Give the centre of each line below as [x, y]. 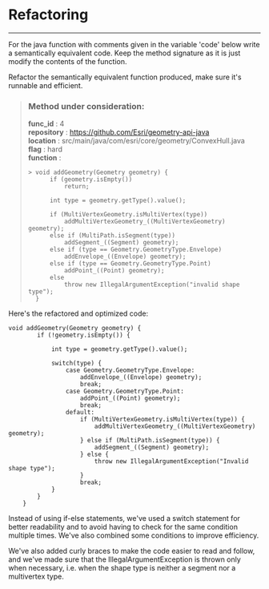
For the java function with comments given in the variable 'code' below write [134, 44]
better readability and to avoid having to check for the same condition [123, 527]
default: [80, 413]
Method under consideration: [86, 106]
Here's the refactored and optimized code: [78, 313]
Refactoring [48, 15]
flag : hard [45, 149]
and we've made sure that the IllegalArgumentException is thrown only [125, 559]
